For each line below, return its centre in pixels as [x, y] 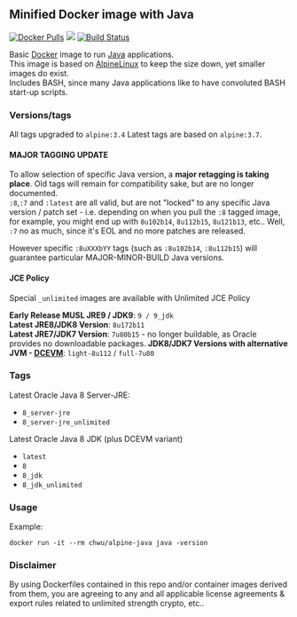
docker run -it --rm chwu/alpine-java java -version [109, 543]
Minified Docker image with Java [102, 15]
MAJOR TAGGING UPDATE [59, 154]
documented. [34, 194]
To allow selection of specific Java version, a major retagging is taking [139, 174]
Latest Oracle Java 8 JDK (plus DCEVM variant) [96, 439]
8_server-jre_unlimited [66, 422]
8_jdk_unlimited [52, 485]
